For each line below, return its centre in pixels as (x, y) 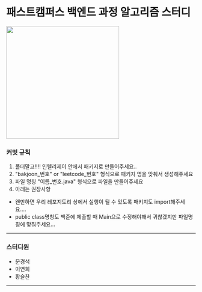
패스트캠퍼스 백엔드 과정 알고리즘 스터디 (99, 12)
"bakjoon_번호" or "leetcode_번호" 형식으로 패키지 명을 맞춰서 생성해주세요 (104, 174)
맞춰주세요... (41, 224)
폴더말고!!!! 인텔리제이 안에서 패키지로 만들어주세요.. (76, 166)
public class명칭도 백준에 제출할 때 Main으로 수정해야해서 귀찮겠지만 (96, 217)
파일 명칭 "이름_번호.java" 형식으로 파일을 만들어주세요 (79, 181)
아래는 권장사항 (33, 189)
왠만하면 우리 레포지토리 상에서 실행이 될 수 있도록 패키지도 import (93, 202)
